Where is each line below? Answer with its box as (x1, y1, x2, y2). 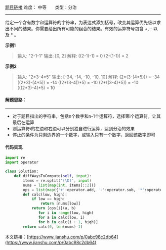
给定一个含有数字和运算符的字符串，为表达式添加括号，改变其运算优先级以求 (5, 19, 161, 25)
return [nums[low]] (40, 201, 81, 206)
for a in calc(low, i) (38, 215, 85, 220)
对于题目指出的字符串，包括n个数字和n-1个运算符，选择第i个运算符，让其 (12, 113, 161, 119)
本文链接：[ (5, 234, 29, 240)
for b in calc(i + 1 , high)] (38, 219, 98, 224)
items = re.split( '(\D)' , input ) (23, 178, 92, 183)
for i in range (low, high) (38, 210, 94, 215)
